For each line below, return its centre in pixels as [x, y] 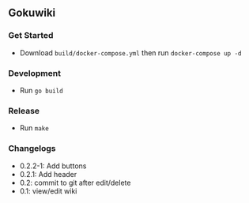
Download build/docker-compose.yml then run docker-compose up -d [131, 53]
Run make [34, 128]
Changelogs [32, 148]
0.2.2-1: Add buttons [53, 166]
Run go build [41, 90]
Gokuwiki [32, 13]
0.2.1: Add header [48, 174]
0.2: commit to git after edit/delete [75, 182]
